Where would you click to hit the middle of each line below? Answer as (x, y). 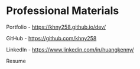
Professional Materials (63, 11)
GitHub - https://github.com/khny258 (51, 38)
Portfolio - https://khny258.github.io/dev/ (56, 27)
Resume (16, 61)
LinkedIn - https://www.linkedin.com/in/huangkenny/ (70, 49)
